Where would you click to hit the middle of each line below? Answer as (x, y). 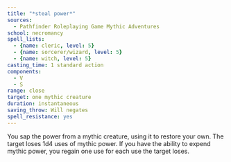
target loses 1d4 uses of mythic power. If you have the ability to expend (109, 143)
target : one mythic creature (49, 98)
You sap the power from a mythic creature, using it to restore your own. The (115, 136)
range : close (26, 91)
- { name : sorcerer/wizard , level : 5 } (68, 53)
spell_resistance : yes (40, 116)
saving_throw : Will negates (48, 110)
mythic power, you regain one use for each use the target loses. (98, 151)
